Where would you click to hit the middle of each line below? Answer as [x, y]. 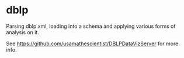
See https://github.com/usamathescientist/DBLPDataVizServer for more [92, 43]
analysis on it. [23, 32]
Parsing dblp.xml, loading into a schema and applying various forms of [91, 26]
